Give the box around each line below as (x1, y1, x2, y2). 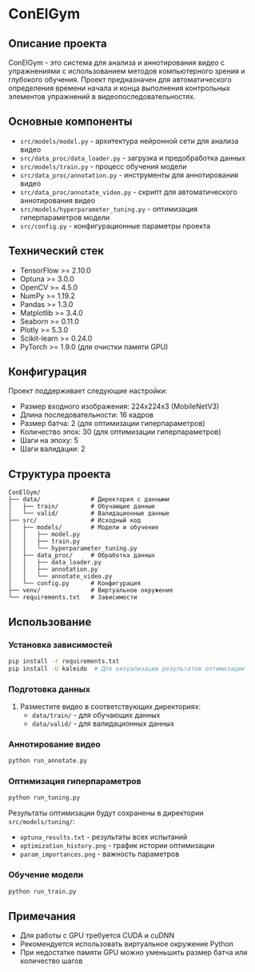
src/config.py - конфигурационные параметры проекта (19, 221, 211, 230)
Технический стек (8, 245, 104, 258)
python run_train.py (8, 887, 78, 895)
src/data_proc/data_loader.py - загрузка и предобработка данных (19, 153, 246, 162)
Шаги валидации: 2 (19, 444, 86, 454)
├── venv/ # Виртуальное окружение (8, 587, 173, 595)
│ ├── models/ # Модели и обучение (8, 524, 159, 532)
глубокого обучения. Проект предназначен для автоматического (8, 75, 232, 84)
